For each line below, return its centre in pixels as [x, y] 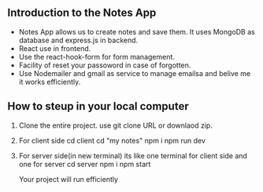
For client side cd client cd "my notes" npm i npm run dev [112, 140]
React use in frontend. [55, 48]
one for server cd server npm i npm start [85, 164]
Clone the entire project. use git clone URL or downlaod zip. [116, 125]
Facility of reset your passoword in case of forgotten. [105, 65]
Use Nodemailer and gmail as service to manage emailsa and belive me [135, 73]
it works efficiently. [50, 82]
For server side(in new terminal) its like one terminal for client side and [133, 155]
